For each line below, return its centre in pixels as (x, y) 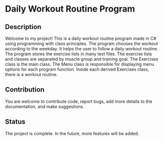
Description (23, 27)
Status (15, 122)
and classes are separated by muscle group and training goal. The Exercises (82, 59)
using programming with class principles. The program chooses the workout (81, 44)
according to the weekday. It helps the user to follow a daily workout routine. (82, 49)
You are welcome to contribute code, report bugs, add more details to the (79, 101)
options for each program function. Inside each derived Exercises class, (77, 69)
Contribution (25, 90)
